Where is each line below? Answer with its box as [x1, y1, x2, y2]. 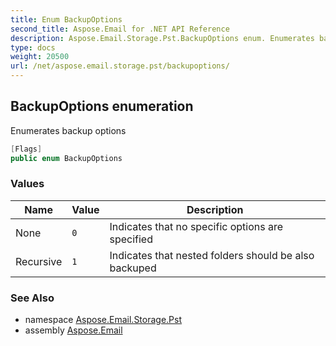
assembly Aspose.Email [24, 324, 123, 336]
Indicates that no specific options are [109, 219, 284, 233]
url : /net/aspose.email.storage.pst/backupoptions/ [10, 61, 230, 71]
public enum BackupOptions [10, 153, 123, 163]
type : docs [10, 42, 56, 53]
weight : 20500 [10, 52, 70, 62]
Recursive [15, 254, 63, 268]
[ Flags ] [10, 144, 43, 154]
